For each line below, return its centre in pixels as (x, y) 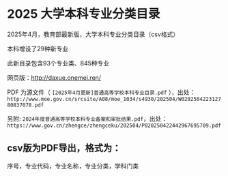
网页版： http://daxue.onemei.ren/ (54, 77)
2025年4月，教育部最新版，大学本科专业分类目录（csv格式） (93, 34)
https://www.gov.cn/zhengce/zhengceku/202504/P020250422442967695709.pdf (114, 126)
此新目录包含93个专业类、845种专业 (58, 63)
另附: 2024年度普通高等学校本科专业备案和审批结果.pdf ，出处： (87, 118)
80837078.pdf (26, 105)
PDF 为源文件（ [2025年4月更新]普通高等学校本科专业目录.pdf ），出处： (101, 92)
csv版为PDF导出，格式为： (64, 148)
